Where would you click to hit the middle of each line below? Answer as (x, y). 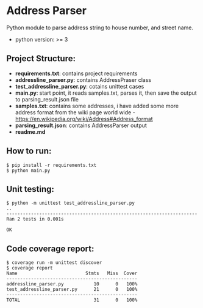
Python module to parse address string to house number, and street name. (100, 28)
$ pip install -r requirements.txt (52, 165)
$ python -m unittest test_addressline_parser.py (71, 203)
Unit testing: (30, 189)
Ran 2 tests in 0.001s (35, 219)
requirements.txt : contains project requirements (76, 73)
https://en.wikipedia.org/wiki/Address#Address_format (84, 119)
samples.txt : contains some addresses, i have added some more (97, 106)
